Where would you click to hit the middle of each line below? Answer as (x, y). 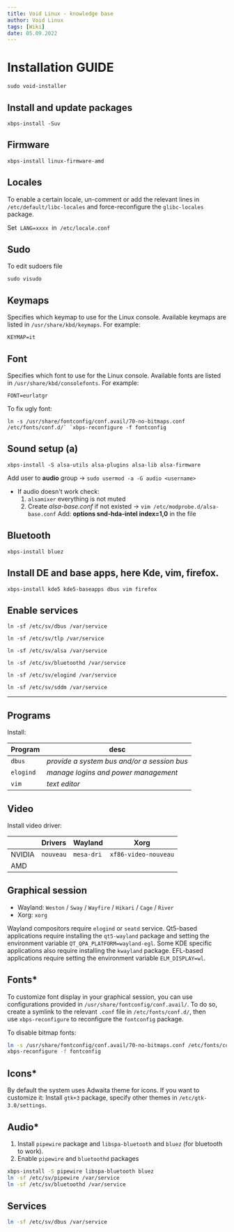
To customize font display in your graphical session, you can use (100, 997)
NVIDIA (23, 854)
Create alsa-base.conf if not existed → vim (89, 506)
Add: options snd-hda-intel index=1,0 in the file (127, 513)
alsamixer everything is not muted (77, 499)
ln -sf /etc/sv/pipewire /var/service (63, 1178)
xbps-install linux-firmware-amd (56, 161)
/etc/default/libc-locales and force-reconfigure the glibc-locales (106, 206)
